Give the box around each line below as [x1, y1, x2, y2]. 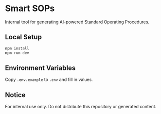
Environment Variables [5, 64, 76, 72]
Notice [5, 91, 26, 99]
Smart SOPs [5, 3, 55, 14]
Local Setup [5, 33, 42, 41]
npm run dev [5, 50, 29, 55]
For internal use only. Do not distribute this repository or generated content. [5, 104, 157, 110]
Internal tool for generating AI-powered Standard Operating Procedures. [5, 19, 150, 25]
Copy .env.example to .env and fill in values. [5, 77, 93, 82]
